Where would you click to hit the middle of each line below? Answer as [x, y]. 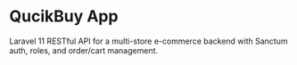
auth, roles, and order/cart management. [84, 50]
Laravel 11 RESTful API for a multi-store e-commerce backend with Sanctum [148, 41]
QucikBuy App [64, 16]
